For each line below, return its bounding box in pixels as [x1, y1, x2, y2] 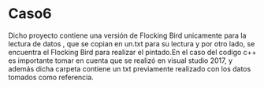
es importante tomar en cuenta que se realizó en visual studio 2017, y [8, 56, 233, 65]
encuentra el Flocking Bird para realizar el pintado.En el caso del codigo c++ [8, 47, 257, 57]
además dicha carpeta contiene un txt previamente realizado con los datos [8, 64, 251, 73]
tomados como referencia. [8, 72, 95, 82]
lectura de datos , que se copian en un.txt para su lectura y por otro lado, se [8, 38, 255, 48]
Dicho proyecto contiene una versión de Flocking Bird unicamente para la [8, 31, 247, 40]
